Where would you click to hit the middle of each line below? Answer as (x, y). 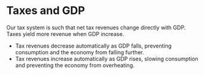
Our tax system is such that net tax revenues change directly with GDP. (96, 27)
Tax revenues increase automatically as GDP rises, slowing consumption (107, 59)
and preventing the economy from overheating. (75, 65)
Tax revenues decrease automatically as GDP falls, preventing (93, 46)
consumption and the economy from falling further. (80, 52)
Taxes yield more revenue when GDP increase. (65, 34)
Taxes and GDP (46, 11)
